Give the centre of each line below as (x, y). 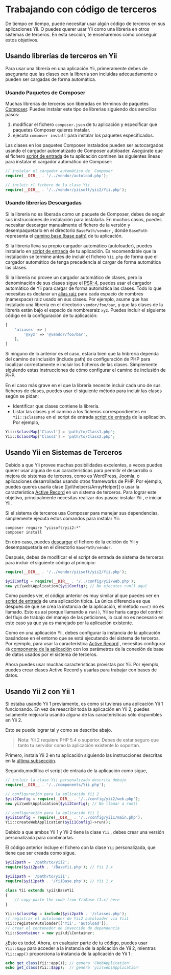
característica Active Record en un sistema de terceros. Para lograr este (81, 492)
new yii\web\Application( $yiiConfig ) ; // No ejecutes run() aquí (76, 586)
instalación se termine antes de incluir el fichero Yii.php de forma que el (81, 257)
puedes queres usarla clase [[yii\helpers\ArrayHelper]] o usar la (72, 486)
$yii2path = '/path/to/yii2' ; (38, 862)
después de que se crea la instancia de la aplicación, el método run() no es (85, 607)
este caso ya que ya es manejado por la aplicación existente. (69, 623)
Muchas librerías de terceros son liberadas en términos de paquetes (77, 104)
